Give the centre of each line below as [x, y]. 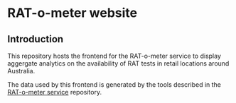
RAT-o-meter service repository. [54, 92]
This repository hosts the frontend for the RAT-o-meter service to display [114, 56]
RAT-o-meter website [73, 13]
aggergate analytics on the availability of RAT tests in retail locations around [118, 63]
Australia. [21, 71]
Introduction [36, 39]
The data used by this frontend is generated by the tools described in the [114, 85]
